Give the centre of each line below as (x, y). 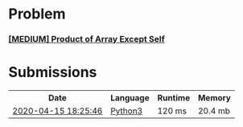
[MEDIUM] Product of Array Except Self (86, 39)
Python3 (126, 111)
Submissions (53, 72)
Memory (214, 98)
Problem (37, 14)
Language (130, 98)
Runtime (174, 98)
